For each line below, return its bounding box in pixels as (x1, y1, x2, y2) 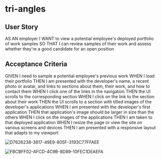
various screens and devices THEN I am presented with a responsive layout (5, 124, 156, 130)
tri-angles (5, 3, 46, 15)
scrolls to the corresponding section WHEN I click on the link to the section (5, 93, 155, 99)
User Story (5, 23, 38, 31)
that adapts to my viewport (5, 130, 59, 136)
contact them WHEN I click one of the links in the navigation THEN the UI (5, 88, 151, 94)
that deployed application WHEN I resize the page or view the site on (5, 119, 143, 125)
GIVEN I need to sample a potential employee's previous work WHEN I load (5, 73, 155, 79)
